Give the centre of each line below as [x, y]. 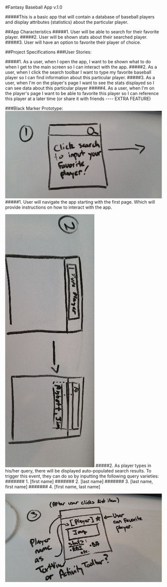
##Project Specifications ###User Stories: [48, 52]
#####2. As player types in [123, 466]
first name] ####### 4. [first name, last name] [53, 486]
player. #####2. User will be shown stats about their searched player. [76, 37]
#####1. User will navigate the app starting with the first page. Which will [80, 202]
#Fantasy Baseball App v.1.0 [34, 7]
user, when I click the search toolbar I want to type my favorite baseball [78, 72]
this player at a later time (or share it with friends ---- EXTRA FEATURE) [78, 99]
